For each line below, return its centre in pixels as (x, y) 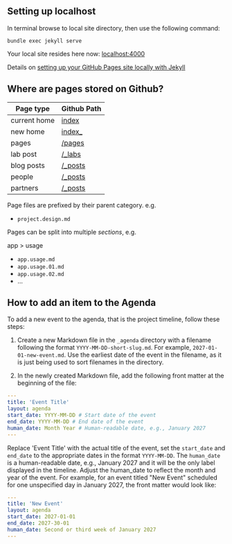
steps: (16, 327)
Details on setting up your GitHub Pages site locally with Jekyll (96, 67)
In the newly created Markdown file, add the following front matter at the (121, 376)
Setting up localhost (52, 11)
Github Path (81, 108)
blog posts (28, 165)
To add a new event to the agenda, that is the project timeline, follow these (114, 319)
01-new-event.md (41, 356)
